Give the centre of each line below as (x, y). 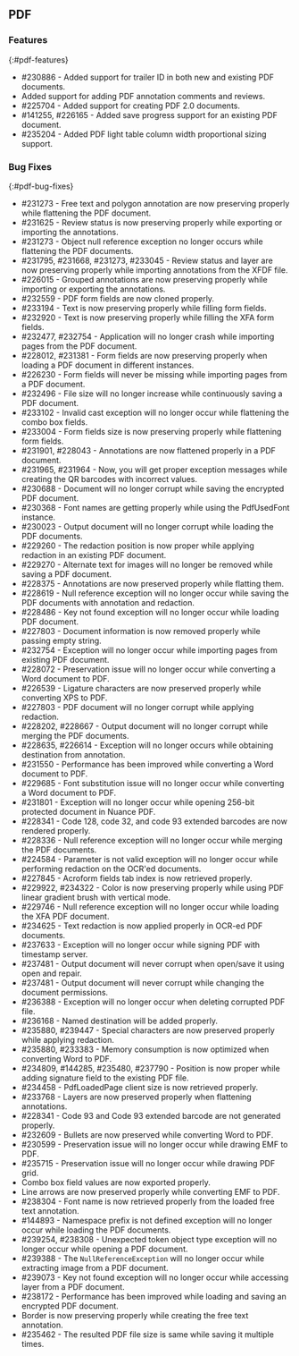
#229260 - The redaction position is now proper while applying (138, 546)
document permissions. (65, 992)
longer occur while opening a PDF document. (104, 1249)
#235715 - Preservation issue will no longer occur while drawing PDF (148, 1163)
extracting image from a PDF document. (95, 1267)
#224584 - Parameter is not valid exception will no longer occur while (149, 859)
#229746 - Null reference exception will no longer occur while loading (150, 906)
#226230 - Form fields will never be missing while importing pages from (154, 374)
